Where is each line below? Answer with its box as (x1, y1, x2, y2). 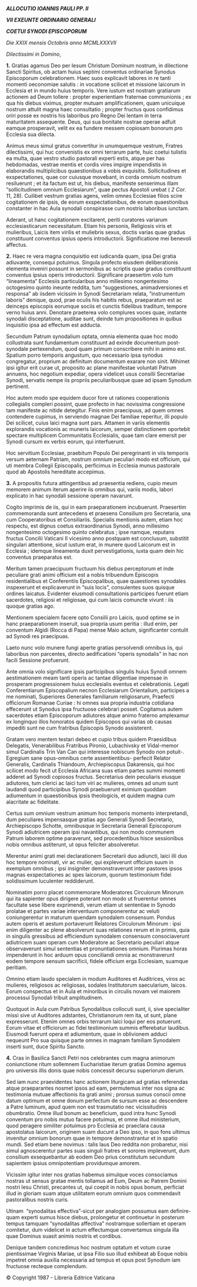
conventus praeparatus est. (6, 553, 73, 560)
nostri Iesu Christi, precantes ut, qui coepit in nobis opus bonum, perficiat (6, 1183, 185, 1190)
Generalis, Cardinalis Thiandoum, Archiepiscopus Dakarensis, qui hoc (6, 761, 175, 768)
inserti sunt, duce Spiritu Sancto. (6, 1043, 85, 1050)
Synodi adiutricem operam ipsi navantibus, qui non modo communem (6, 828, 175, 835)
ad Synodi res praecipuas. (6, 633, 69, 639)
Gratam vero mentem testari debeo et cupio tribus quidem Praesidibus (6, 736, 177, 742)
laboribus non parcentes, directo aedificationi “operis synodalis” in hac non (6, 651, 188, 657)
